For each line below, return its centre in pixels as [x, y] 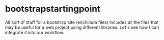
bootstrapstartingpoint [53, 9]
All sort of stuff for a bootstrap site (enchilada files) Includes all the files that [82, 22]
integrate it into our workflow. [35, 32]
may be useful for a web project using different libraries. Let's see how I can [82, 27]
